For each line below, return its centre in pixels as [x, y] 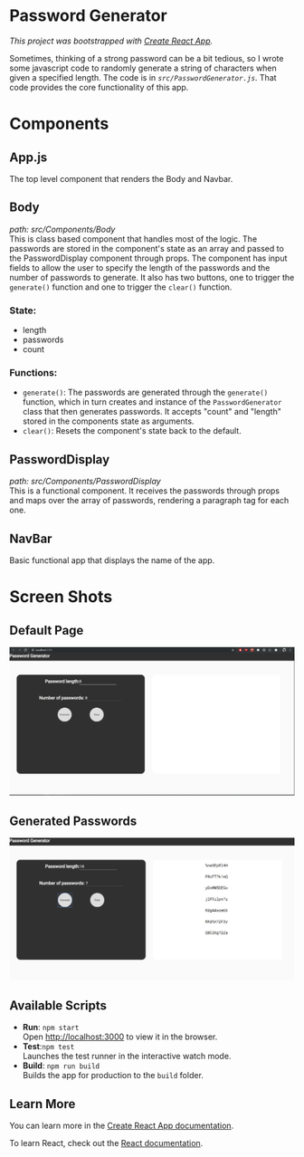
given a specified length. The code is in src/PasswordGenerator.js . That [143, 77]
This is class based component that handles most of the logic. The [133, 239]
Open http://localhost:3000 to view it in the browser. [120, 1037]
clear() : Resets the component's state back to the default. [132, 431]
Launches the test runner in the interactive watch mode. [127, 1057]
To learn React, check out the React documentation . [106, 1143]
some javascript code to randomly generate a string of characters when [143, 68]
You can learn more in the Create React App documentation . [122, 1126]
